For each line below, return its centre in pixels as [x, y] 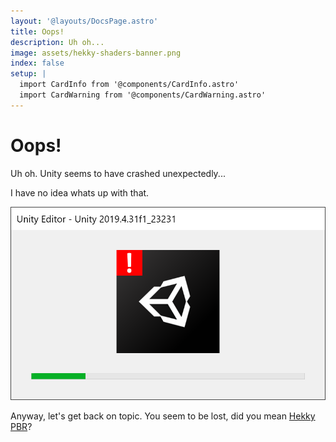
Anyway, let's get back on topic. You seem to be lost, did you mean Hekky [163, 416]
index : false [37, 63]
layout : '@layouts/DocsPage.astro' [84, 21]
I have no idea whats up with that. [80, 192]
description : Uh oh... [57, 42]
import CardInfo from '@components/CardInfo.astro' [129, 85]
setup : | [28, 74]
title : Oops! [37, 31]
